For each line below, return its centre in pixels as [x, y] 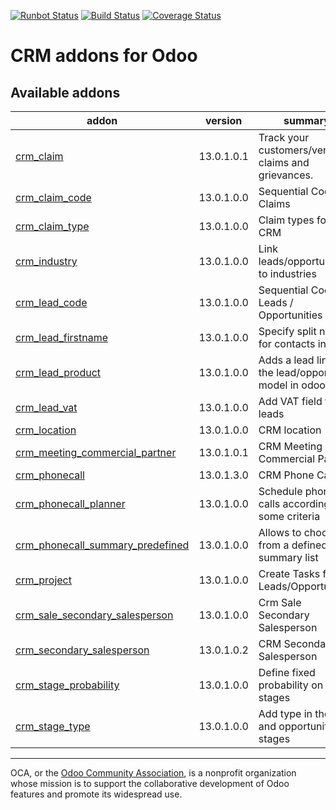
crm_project [43, 580]
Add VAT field [290, 401]
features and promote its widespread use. [96, 794]
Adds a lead [286, 360]
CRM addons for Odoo [104, 56]
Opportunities [290, 315]
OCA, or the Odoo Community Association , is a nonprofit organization [153, 773]
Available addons [65, 92]
